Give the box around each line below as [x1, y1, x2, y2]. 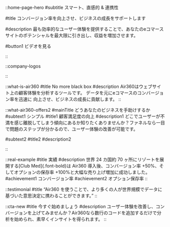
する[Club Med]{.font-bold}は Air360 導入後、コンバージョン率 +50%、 [9, 163, 160, 169]
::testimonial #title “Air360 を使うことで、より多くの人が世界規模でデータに [5, 186, 162, 192]
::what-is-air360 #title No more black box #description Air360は [5, 83, 139, 89]
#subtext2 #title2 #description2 [5, 136, 72, 142]
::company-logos [5, 63, 41, 69]
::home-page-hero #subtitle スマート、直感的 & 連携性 [5, 5, 119, 10]
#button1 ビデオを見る [5, 43, 52, 49]
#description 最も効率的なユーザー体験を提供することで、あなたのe [5, 26, 146, 32]
